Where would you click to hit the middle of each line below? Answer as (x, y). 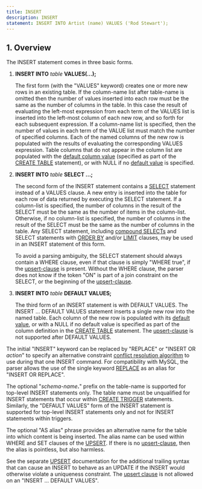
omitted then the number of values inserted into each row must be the (102, 99)
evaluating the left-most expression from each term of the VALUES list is (105, 111)
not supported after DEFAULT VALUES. (63, 337)
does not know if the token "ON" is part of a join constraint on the (96, 275)
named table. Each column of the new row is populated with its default (102, 318)
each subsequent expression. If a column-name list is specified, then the (105, 124)
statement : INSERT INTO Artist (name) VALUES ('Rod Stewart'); (87, 23)
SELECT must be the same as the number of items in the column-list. (100, 212)
